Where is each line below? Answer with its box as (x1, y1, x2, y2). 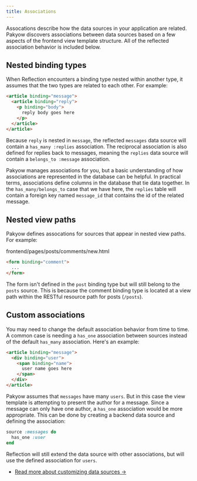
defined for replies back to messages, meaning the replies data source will (6, 149, 189, 156)
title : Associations (6, 8, 57, 15)
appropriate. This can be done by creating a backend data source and (6, 411, 175, 418)
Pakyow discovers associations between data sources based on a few (6, 30, 176, 38)
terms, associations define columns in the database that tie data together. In (6, 179, 190, 186)
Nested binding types (6, 60, 87, 70)
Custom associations (6, 310, 85, 320)
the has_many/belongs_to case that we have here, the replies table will (6, 185, 176, 192)
